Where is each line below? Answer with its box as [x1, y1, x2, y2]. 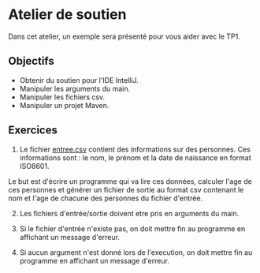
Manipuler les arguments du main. [19, 84, 131, 93]
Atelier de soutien [8, 6, 127, 24]
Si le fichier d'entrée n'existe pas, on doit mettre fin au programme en [19, 223, 246, 234]
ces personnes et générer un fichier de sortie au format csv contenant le [8, 185, 244, 194]
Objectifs [8, 54, 55, 68]
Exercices [8, 124, 58, 137]
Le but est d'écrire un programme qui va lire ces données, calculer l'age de [8, 176, 252, 186]
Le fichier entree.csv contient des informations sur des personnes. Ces [19, 144, 251, 154]
